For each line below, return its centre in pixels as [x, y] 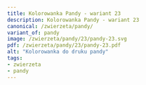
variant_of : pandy [33, 33]
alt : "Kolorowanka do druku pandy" [58, 52]
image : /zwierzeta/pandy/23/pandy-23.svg [67, 39]
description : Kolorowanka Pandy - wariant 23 [73, 20]
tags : [15, 58]
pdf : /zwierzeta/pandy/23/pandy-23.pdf [64, 45]
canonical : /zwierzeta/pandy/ [50, 26]
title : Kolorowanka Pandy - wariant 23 [64, 13]
